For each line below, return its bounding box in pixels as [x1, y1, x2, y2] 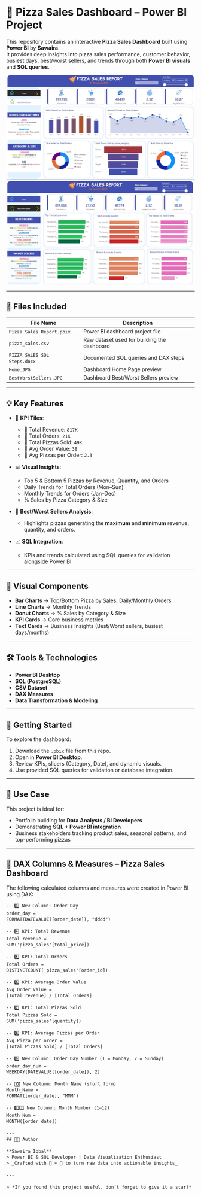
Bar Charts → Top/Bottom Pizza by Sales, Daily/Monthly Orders [14, 597, 172, 604]
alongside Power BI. [23, 558, 74, 565]
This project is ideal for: [6, 805, 65, 812]
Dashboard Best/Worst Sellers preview [83, 374, 178, 381]
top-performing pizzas [14, 836, 71, 843]
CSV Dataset [14, 684, 48, 691]
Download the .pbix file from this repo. [14, 747, 111, 754]
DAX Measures [14, 691, 54, 698]
